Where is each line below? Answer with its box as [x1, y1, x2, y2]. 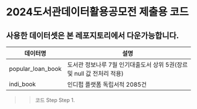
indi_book [9, 80, 36, 88]
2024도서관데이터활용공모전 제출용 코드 [6, 5, 189, 19]
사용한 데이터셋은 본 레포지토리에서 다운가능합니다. [6, 30, 179, 40]
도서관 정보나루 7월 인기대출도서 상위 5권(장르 [67, 61, 188, 69]
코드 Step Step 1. [35, 97, 75, 103]
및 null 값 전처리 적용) [67, 70, 124, 77]
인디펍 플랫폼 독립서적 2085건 [67, 80, 147, 88]
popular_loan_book [9, 65, 62, 73]
